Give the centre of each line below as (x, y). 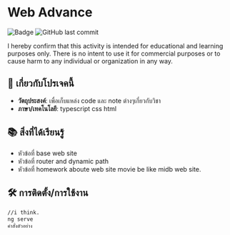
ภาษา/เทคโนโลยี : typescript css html (67, 108)
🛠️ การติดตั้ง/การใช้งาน (48, 193)
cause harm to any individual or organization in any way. (90, 61)
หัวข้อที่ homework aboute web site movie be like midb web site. (109, 169)
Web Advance (50, 12)
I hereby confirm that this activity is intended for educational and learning (115, 46)
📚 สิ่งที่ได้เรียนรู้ (36, 132)
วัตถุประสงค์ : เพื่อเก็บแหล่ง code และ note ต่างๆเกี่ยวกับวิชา (89, 100)
